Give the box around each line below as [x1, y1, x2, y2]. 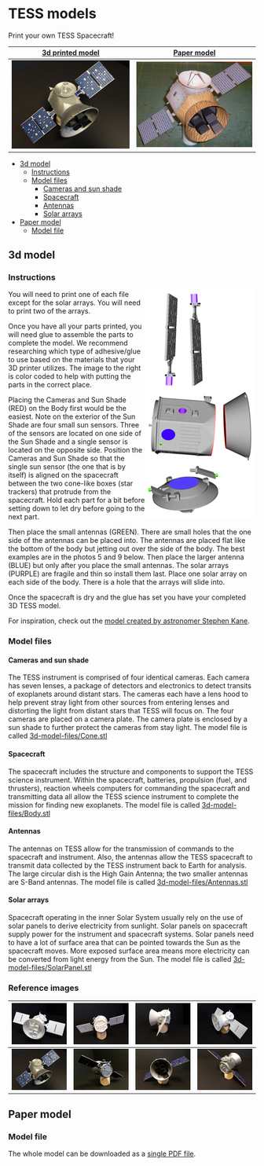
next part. [8, 512, 40, 522]
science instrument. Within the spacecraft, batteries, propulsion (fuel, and [8, 775, 247, 784]
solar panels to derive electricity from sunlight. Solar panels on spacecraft [8, 921, 247, 931]
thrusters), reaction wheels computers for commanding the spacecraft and [8, 783, 250, 793]
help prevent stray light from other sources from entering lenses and [8, 698, 230, 707]
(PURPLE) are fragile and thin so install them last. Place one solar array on [8, 569, 247, 578]
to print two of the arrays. [8, 306, 91, 316]
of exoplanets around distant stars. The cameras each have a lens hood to [8, 689, 249, 699]
